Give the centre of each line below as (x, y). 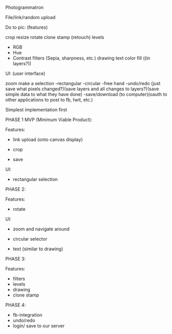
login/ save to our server (39, 326)
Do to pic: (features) (26, 27)
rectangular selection (35, 179)
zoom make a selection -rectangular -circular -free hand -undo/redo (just (83, 83)
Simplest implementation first (36, 110)
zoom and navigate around (41, 229)
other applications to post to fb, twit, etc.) (49, 100)
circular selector (30, 239)
